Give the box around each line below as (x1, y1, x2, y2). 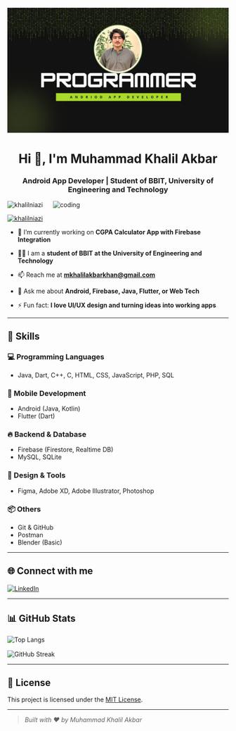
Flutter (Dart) (17, 411, 55, 420)
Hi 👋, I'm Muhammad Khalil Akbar (18, 151, 218, 166)
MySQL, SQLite (17, 453, 62, 461)
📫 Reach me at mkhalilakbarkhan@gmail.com (17, 270, 156, 279)
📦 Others (7, 504, 41, 514)
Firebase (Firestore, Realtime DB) (17, 445, 114, 454)
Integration (17, 235, 51, 244)
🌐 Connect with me (7, 565, 93, 577)
